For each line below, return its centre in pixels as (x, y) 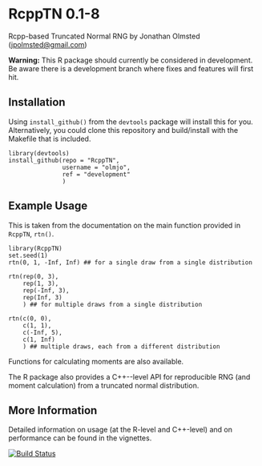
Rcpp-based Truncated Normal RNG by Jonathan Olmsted (104, 36)
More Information (53, 410)
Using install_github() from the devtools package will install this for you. (131, 122)
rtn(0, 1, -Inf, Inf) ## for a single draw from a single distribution (130, 262)
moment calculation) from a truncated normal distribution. (104, 385)
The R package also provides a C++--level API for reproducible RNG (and (129, 376)
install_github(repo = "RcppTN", (64, 160)
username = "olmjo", (96, 167)
